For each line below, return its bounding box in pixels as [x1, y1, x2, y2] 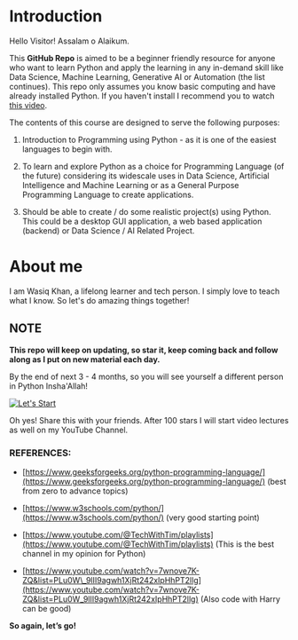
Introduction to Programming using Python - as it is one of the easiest [21, 134, 277, 145]
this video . [9, 99, 48, 110]
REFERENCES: [9, 446, 72, 459]
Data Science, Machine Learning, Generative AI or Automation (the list [9, 71, 266, 82]
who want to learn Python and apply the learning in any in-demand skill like [9, 62, 284, 73]
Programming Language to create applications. [21, 189, 194, 200]
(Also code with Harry [200, 593, 281, 604]
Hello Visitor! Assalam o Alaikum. [9, 36, 130, 46]
